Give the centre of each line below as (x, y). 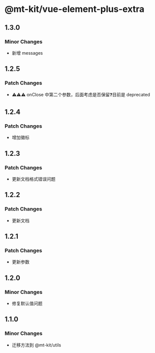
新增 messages (27, 53)
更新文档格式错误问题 (33, 179)
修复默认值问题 (27, 303)
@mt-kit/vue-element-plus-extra (75, 9)
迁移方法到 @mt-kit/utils (36, 345)
